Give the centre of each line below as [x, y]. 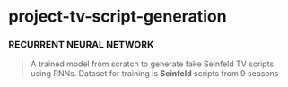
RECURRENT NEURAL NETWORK [81, 45]
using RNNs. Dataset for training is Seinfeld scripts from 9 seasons [154, 74]
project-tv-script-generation [118, 17]
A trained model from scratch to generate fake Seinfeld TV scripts [152, 64]
